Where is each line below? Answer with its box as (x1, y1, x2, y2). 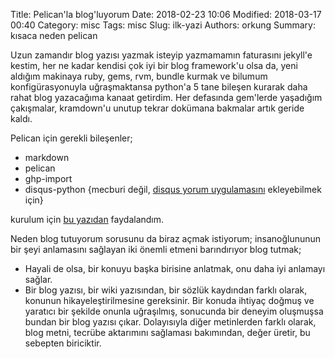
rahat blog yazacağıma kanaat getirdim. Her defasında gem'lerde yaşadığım (10, 92, 323, 103)
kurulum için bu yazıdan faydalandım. (10, 214, 165, 225)
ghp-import (24, 173, 73, 184)
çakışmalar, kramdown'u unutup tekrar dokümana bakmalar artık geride (10, 102, 305, 114)
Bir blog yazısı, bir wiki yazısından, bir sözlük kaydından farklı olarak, (24, 284, 308, 296)
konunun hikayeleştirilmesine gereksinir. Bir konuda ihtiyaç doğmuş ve (24, 295, 315, 306)
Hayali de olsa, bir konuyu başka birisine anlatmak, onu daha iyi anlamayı (24, 263, 326, 274)
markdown (24, 152, 70, 163)
